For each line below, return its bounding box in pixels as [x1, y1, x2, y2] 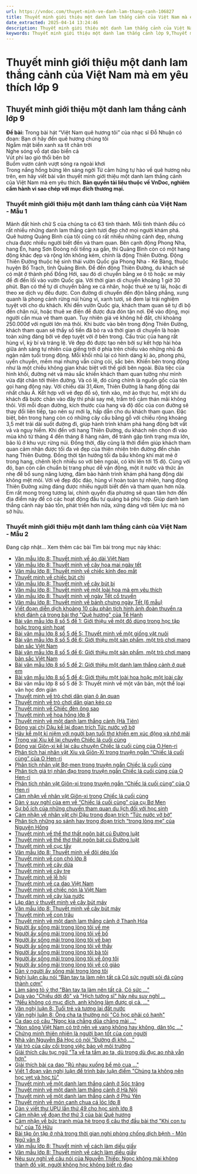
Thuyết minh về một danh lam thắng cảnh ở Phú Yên [14, 1092, 141, 1099]
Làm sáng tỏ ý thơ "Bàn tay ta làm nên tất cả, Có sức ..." [14, 986, 150, 993]
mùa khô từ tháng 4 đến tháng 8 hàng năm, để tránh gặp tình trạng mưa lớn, [6, 433, 190, 440]
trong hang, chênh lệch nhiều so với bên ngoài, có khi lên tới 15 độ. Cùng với [6, 458, 191, 465]
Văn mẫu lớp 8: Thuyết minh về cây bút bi [14, 580, 116, 587]
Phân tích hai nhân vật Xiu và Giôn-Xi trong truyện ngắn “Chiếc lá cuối [14, 748, 184, 756]
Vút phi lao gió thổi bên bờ [6, 154, 70, 161]
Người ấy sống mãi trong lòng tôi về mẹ [14, 923, 110, 930]
